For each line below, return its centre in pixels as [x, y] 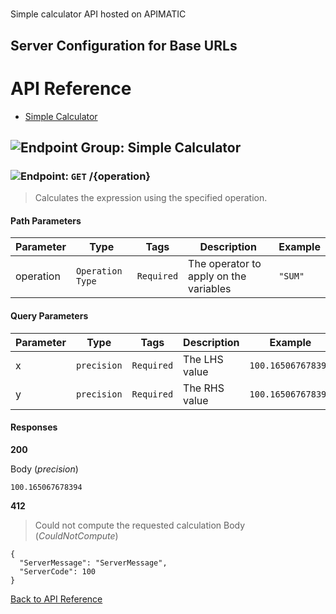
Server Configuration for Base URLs [124, 45]
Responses [34, 427]
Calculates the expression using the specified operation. [151, 198]
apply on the [217, 276]
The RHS [204, 388]
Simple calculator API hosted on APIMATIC [98, 14]
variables [210, 289]
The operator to [225, 264]
